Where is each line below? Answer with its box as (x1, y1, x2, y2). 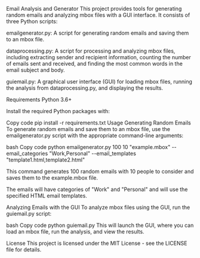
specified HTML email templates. (6, 192, 88, 199)
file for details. (6, 246, 42, 253)
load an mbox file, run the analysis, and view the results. (6, 228, 144, 235)
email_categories (6, 150, 48, 157)
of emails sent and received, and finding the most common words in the (6, 60, 183, 67)
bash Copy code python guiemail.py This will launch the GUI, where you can (6, 221, 194, 229)
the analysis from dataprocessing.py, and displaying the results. (6, 84, 163, 92)
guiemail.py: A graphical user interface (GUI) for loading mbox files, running (6, 78, 193, 85)
